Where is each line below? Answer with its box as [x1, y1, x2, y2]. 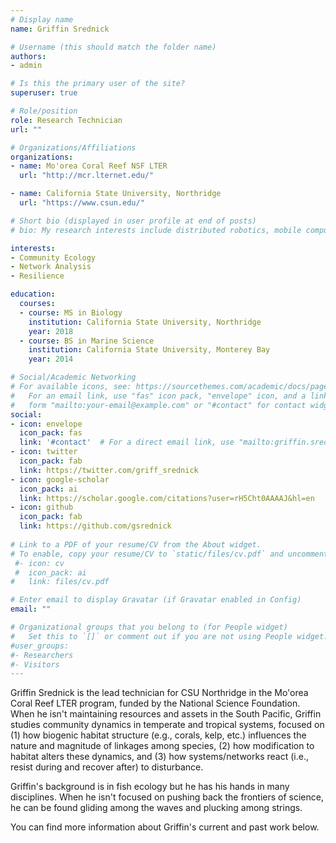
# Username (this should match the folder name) [10, 42, 217, 52]
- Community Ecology [10, 252, 97, 263]
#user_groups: [10, 641, 70, 651]
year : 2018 [28, 326, 74, 336]
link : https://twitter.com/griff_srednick [19, 465, 199, 475]
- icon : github [10, 502, 74, 513]
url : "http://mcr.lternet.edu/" [19, 171, 155, 181]
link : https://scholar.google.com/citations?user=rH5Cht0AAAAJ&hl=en [19, 493, 315, 503]
